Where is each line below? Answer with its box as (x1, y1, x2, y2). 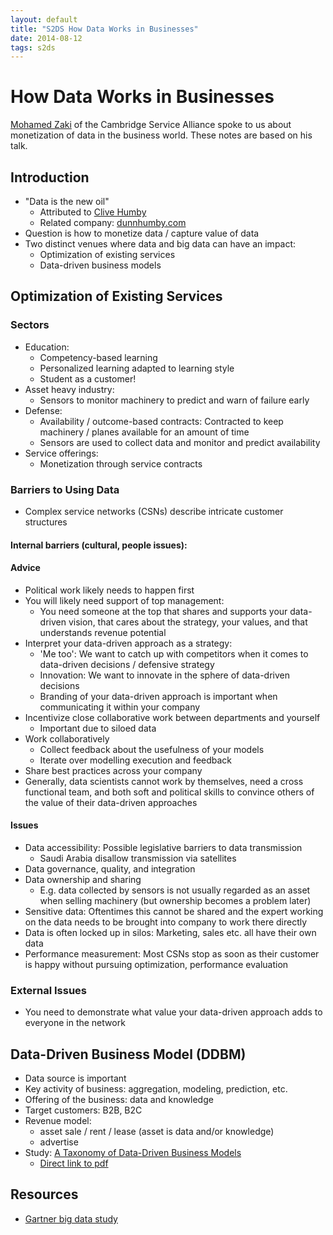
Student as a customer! (39, 372, 137, 385)
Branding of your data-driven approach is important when (39, 690, 278, 702)
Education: (24, 341, 70, 353)
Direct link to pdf (39, 1157, 109, 1170)
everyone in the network (24, 1017, 126, 1029)
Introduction (10, 169, 90, 186)
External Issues (10, 983, 88, 997)
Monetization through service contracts (39, 457, 203, 470)
